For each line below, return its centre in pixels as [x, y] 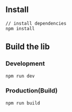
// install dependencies [36, 23]
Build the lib [28, 47]
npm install [20, 28]
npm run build [23, 103]
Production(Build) [32, 91]
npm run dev [20, 76]
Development [25, 63]
